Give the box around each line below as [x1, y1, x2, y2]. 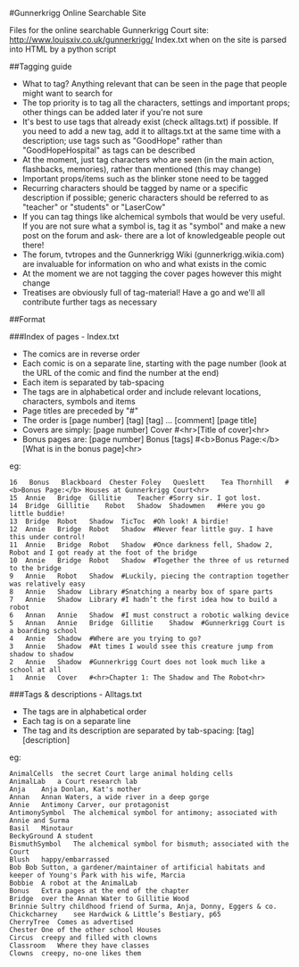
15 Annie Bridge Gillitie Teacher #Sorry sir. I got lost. [9, 494, 262, 503]
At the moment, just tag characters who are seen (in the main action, [21, 154, 275, 164]
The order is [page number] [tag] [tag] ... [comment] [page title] [21, 415, 257, 425]
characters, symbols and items [21, 396, 136, 406]
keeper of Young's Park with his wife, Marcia [9, 871, 186, 879]
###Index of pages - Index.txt [9, 331, 120, 342]
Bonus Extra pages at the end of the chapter [9, 887, 190, 896]
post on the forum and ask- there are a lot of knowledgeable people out [21, 230, 286, 240]
